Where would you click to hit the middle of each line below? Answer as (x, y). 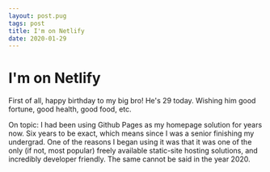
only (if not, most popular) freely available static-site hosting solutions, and (133, 151)
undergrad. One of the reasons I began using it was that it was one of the (130, 142)
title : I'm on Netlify (46, 31)
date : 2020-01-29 (38, 38)
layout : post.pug (38, 16)
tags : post (27, 23)
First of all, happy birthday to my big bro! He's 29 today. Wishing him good (132, 101)
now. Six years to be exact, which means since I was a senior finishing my (131, 133)
